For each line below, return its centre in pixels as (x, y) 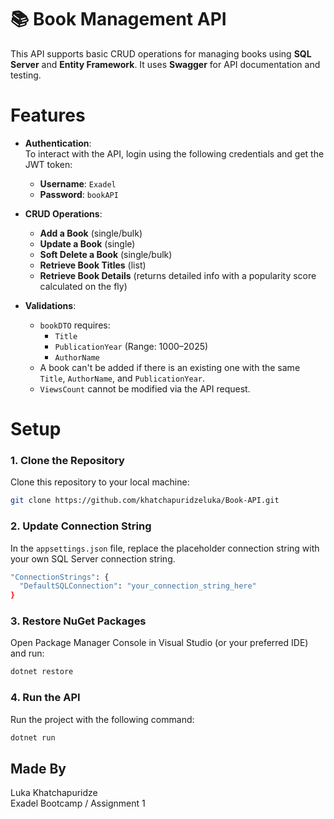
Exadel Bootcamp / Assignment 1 (78, 803)
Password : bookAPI (79, 194)
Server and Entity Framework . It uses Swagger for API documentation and (165, 64)
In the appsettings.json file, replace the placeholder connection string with (165, 548)
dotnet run (33, 737)
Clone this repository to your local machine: (100, 482)
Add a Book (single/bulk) (91, 233)
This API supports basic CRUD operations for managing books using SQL (161, 53)
